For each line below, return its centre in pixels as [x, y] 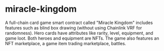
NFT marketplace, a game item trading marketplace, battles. [66, 43]
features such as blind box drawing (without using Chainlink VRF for [73, 27]
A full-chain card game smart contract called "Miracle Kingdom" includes [79, 23]
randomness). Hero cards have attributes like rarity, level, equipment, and [79, 33]
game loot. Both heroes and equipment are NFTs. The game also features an [82, 38]
